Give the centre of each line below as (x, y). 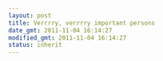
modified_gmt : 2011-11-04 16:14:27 (68, 38)
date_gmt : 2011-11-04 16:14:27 (60, 30)
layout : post (30, 15)
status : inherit (35, 45)
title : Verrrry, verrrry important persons (82, 23)
